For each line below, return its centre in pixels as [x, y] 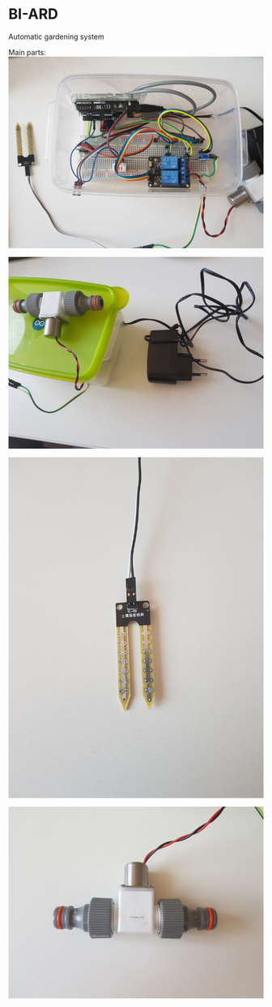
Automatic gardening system [56, 37]
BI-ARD [34, 14]
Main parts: [28, 52]
